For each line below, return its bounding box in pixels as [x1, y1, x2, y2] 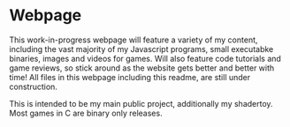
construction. [9, 81, 57, 92]
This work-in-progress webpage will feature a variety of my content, [9, 34, 258, 45]
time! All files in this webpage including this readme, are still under [9, 71, 251, 82]
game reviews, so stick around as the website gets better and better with [9, 63, 275, 73]
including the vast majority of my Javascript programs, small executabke [9, 43, 274, 54]
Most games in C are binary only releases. [9, 108, 163, 118]
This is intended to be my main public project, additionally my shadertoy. [9, 98, 273, 108]
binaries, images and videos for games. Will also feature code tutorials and [9, 53, 281, 63]
